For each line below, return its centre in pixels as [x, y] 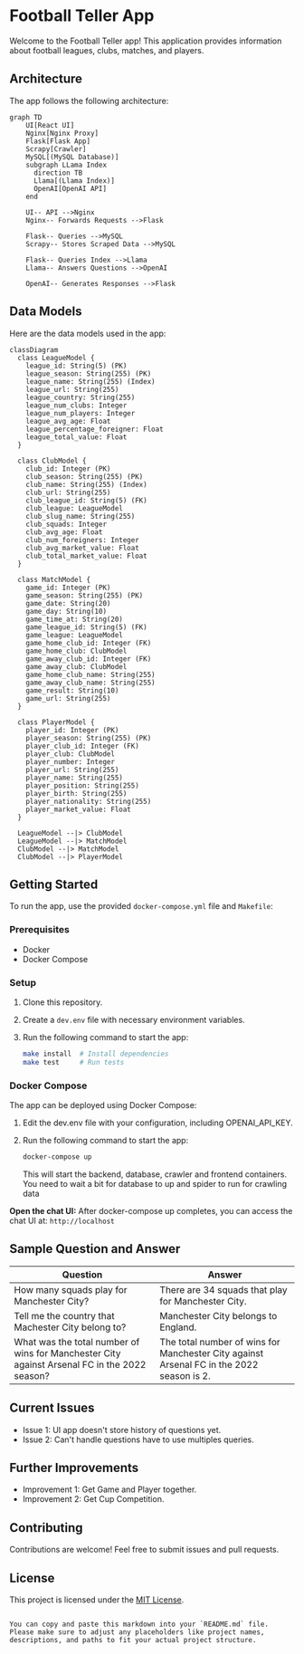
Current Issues [52, 1408]
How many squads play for [71, 1289]
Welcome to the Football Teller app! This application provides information [146, 41]
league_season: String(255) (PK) [89, 373]
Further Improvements [74, 1468]
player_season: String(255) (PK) [89, 738]
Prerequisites [39, 930]
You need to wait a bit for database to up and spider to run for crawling [155, 1183]
